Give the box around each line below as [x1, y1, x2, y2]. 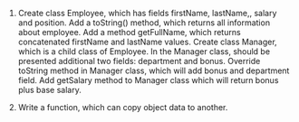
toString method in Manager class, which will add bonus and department [17, 65, 290, 76]
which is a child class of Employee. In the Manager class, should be [17, 46, 270, 57]
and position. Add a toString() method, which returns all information [17, 17, 270, 28]
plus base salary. [17, 85, 82, 95]
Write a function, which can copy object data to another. [17, 102, 228, 112]
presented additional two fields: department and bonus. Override [17, 56, 261, 66]
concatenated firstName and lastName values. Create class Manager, [17, 36, 278, 47]
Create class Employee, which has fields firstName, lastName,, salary [17, 8, 277, 18]
